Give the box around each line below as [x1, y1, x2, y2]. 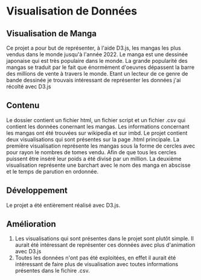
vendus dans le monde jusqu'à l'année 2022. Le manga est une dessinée [6, 51, 188, 58]
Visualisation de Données [6, 4, 138, 18]
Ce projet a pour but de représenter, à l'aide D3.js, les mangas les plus [6, 44, 181, 51]
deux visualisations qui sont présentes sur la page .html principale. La [6, 135, 180, 143]
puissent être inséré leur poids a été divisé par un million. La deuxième [6, 155, 182, 162]
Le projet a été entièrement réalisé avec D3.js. [6, 201, 121, 209]
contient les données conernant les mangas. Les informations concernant [6, 123, 190, 130]
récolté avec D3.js [6, 83, 51, 90]
